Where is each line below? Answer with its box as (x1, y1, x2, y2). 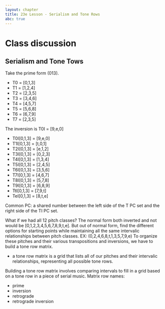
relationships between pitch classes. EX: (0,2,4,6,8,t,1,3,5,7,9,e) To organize (5, 233, 158, 239)
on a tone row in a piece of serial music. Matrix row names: (5, 273, 125, 279)
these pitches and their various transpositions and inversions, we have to (5, 239, 154, 244)
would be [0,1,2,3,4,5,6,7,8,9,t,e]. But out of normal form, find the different (5, 223, 154, 229)
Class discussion (5, 37, 76, 49)
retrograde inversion (12, 299, 54, 305)
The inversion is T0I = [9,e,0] (5, 126, 64, 132)
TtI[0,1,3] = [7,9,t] (12, 188, 47, 194)
